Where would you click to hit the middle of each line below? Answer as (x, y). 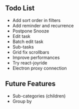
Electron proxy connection (39, 68)
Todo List (20, 8)
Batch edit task (28, 41)
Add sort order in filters (36, 20)
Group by (22, 101)
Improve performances (36, 57)
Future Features (30, 84)
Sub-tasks (23, 46)
